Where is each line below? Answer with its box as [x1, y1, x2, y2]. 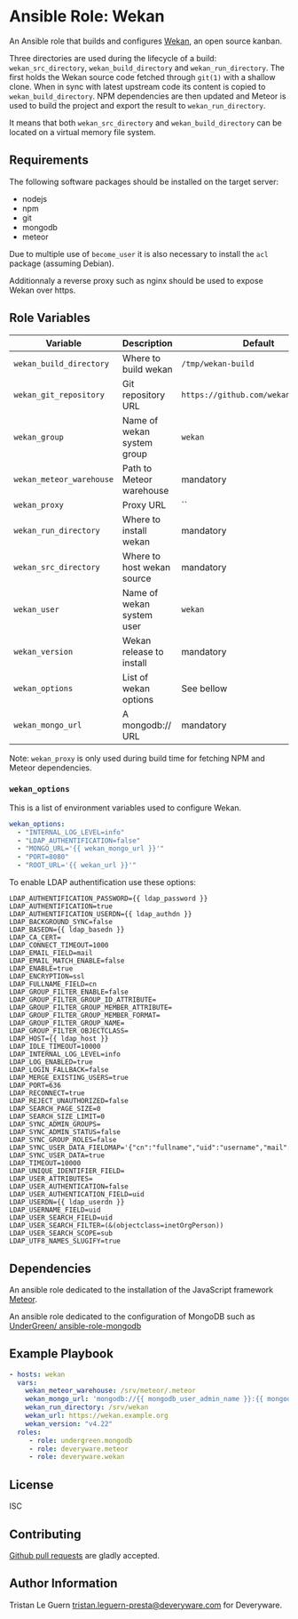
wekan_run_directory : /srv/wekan [25, 1403, 149, 1412]
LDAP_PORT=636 [9, 1081, 62, 1091]
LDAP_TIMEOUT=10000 [9, 1159, 82, 1168]
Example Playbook [9, 1346, 114, 1362]
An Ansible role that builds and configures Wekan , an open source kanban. [9, 36, 282, 46]
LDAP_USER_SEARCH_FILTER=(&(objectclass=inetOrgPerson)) [9, 1221, 224, 1230]
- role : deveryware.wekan [28, 1453, 125, 1462]
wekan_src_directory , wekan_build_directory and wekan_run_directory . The [9, 62, 286, 73]
